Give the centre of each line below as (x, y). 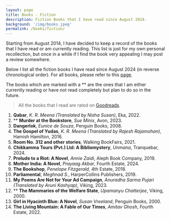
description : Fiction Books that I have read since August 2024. (76, 19)
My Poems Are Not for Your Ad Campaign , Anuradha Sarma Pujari (83, 180)
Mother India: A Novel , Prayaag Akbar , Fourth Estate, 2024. (76, 164)
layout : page (20, 10)
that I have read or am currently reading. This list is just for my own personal (86, 49)
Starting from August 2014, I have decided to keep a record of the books (81, 43)
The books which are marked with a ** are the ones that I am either (76, 85)
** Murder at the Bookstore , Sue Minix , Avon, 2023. (67, 120)
